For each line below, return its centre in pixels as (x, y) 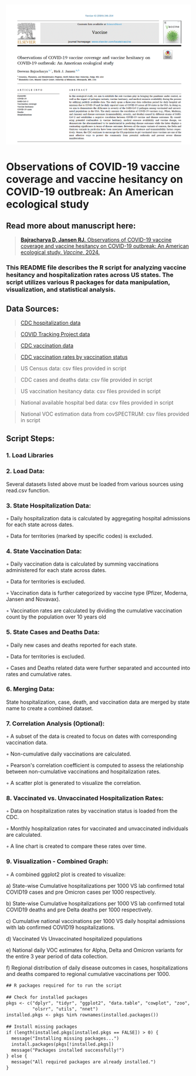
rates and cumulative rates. (39, 674)
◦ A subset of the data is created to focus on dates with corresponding (92, 736)
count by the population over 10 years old (56, 617)
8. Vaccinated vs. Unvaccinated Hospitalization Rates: (85, 798)
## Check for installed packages (47, 997)
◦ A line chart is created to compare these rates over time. (76, 846)
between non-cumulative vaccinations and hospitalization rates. (83, 771)
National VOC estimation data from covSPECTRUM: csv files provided (105, 414)
